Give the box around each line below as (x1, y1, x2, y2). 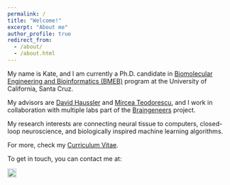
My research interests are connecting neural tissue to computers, (7, 119, 199, 128)
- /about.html (13, 50, 55, 57)
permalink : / (7, 10, 46, 18)
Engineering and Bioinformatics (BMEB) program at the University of (7, 77, 207, 85)
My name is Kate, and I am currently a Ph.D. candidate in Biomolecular (7, 69, 213, 78)
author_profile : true (7, 30, 72, 38)
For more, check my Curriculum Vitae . (7, 140, 119, 149)
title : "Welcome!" (7, 17, 62, 24)
